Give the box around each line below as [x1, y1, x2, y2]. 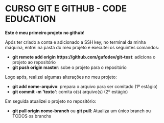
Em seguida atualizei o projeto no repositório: [5, 98, 96, 104]
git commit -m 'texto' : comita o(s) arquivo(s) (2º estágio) [12, 89, 128, 94]
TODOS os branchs [12, 113, 51, 119]
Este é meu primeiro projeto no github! [5, 30, 85, 35]
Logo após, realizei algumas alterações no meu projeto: [5, 74, 117, 80]
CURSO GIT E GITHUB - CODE [5, 3, 127, 14]
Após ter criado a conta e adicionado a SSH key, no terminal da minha [5, 39, 146, 45]
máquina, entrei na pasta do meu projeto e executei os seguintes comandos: [5, 44, 159, 50]
